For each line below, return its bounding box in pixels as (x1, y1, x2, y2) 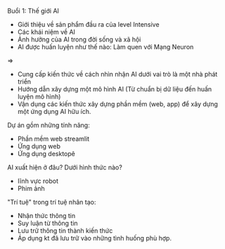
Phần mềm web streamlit (17, 134, 90, 143)
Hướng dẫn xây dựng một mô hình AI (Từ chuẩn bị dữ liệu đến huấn (17, 85, 212, 93)
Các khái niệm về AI (17, 28, 76, 36)
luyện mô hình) (17, 92, 61, 101)
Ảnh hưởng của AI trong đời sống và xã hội (17, 35, 141, 44)
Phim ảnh (17, 184, 46, 193)
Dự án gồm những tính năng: (7, 121, 90, 129)
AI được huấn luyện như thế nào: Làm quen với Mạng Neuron (17, 43, 194, 51)
